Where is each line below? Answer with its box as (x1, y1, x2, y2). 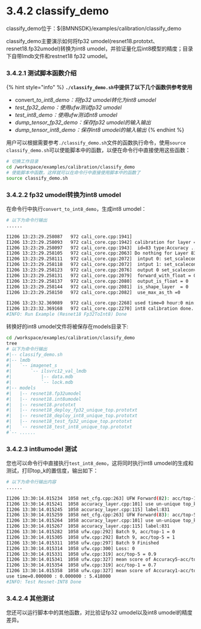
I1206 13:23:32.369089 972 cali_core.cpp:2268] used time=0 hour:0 (6, 300, 184, 306)
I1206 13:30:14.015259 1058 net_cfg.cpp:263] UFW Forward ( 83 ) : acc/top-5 (6, 512, 197, 518)
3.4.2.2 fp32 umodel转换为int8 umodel (6, 190, 121, 199)
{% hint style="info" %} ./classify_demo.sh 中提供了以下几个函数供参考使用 (6, 84, 193, 91)
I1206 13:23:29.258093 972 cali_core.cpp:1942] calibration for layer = (6, 239, 197, 245)
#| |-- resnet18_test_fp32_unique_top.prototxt (6, 418, 133, 425)
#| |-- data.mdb (6, 374, 74, 380)
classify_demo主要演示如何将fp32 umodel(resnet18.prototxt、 (6, 37, 159, 44)
